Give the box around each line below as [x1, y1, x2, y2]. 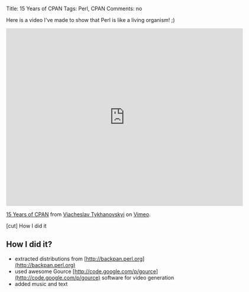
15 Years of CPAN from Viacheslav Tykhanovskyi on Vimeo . [6, 211, 151, 218]
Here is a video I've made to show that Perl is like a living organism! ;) [6, 17, 176, 23]
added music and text [14, 280, 68, 287]
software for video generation [101, 274, 174, 281]
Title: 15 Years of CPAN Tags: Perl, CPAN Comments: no [6, 5, 143, 12]
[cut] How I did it [6, 222, 47, 229]
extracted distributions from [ [14, 255, 86, 262]
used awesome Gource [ [14, 268, 75, 275]
